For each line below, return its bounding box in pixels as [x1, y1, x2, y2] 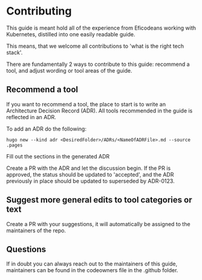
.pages [6, 142, 23, 148]
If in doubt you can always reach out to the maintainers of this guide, [6, 260, 177, 267]
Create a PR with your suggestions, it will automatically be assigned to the [6, 220, 191, 227]
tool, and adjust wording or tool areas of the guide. [6, 67, 132, 74]
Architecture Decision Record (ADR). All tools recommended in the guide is [6, 107, 193, 114]
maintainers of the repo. [6, 227, 67, 234]
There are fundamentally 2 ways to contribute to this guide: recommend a [6, 60, 190, 68]
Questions [6, 244, 47, 255]
